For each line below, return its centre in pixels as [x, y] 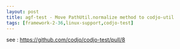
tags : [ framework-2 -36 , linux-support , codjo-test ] [70, 23]
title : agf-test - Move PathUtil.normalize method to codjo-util [90, 17]
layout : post [23, 12]
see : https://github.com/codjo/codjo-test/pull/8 [66, 40]
